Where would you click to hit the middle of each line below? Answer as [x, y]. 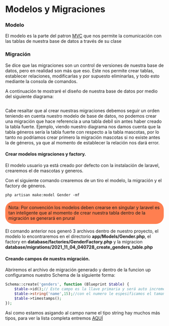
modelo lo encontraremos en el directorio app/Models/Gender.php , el [78, 236]
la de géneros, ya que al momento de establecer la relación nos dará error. [82, 142]
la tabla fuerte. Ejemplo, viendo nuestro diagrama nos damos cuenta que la [83, 126]
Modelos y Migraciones [55, 9]
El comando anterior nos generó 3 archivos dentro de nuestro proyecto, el [82, 231]
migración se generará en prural [42, 218]
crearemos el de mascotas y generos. [45, 171]
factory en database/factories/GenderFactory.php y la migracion [74, 241]
